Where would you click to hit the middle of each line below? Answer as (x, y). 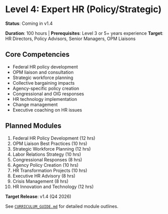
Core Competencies (37, 55)
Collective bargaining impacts (44, 83)
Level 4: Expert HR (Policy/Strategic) (83, 9)
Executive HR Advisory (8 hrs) (44, 175)
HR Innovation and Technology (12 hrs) (53, 187)
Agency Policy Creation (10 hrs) (46, 165)
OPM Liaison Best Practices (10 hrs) (50, 144)
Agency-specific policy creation (46, 88)
